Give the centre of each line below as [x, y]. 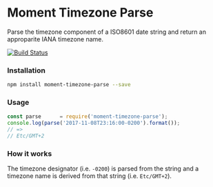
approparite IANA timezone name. [55, 39]
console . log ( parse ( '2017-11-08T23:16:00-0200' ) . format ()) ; [94, 123]
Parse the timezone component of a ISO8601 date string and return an [107, 32]
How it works [30, 153]
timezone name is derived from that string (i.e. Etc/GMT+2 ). [90, 176]
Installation [27, 70]
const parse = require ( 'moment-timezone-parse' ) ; [88, 117]
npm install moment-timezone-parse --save [69, 85]
